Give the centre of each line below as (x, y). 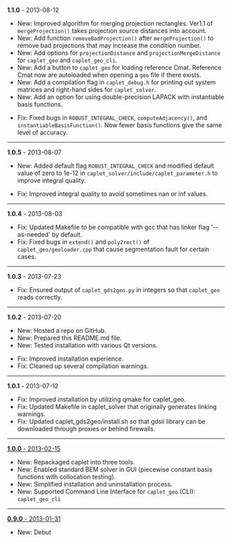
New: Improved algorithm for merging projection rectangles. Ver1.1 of (115, 23)
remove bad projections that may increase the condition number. (109, 45)
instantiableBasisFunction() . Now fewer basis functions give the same (119, 125)
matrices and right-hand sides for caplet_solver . (87, 90)
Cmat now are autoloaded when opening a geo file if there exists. (109, 75)
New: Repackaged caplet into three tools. (76, 462)
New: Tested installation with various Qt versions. (87, 345)
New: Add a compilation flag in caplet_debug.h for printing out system (116, 82)
